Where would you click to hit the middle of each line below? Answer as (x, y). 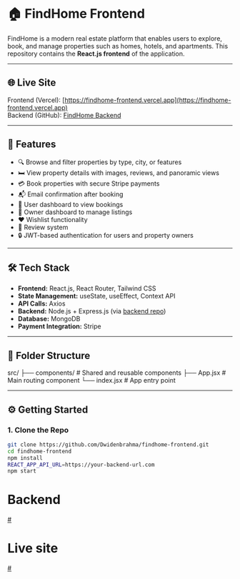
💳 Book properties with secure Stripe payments (89, 183)
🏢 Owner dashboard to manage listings (75, 212)
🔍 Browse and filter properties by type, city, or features (100, 162)
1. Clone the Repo (38, 430)
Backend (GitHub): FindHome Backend (64, 115)
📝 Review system (43, 227)
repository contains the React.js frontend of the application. (96, 54)
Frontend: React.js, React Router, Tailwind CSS (87, 288)
